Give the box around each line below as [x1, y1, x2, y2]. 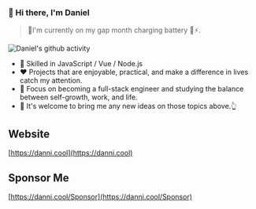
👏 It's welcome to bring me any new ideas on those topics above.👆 [19, 102, 237, 111]
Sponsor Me [8, 171, 69, 185]
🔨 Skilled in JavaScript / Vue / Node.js [19, 59, 143, 69]
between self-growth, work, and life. [19, 92, 138, 102]
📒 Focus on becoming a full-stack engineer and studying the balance [19, 84, 244, 94]
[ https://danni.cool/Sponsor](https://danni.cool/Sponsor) [8, 192, 193, 201]
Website [8, 127, 50, 140]
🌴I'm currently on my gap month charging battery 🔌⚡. [27, 25, 201, 35]
